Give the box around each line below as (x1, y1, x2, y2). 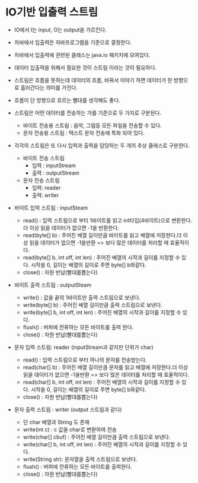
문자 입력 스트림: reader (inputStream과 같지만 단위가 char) (14, 344, 154, 351)
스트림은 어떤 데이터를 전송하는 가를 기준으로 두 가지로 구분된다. (14, 109, 161, 116)
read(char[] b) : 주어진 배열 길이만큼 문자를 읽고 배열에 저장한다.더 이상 (23, 363, 189, 371)
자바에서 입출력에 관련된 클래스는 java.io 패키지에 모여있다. (14, 51, 151, 58)
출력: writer (31, 191, 59, 199)
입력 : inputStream (31, 161, 76, 169)
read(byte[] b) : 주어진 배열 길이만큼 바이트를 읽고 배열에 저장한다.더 (23, 231, 182, 239)
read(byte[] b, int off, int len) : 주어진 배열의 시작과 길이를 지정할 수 (23, 253, 180, 261)
